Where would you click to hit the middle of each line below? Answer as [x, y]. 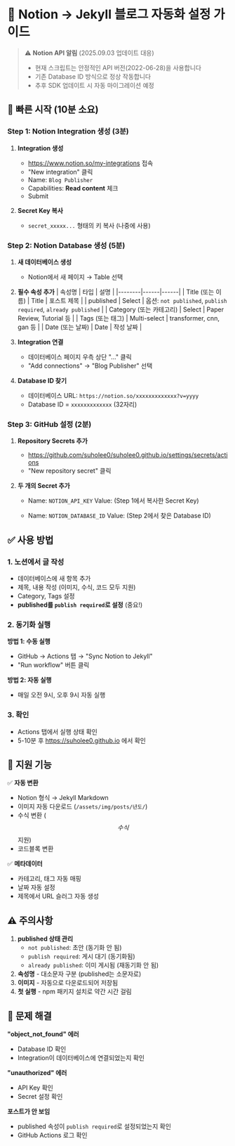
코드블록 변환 [35, 849]
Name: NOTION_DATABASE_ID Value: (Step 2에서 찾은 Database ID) [120, 516]
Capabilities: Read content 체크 [73, 188]
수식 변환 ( [32, 816]
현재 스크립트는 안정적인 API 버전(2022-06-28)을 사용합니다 [118, 67]
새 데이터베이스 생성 [45, 262]
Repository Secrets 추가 [52, 441]
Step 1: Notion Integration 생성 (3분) [68, 131]
